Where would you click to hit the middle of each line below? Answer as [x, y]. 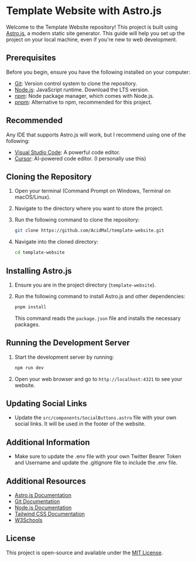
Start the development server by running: [64, 357]
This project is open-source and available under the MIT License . [85, 553]
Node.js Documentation [43, 507]
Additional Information [48, 442]
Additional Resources [46, 481]
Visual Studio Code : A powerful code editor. [67, 152]
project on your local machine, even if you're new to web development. [92, 39]
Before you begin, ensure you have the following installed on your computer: [98, 72]
